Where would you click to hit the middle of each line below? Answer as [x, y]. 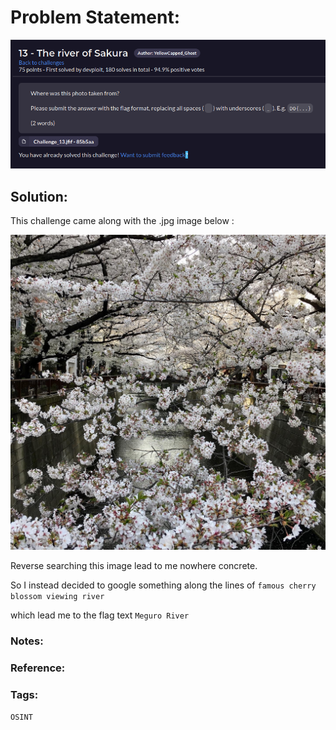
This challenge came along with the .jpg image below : [122, 221]
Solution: [39, 196]
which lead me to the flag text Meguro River [100, 615]
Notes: [27, 641]
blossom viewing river [57, 597]
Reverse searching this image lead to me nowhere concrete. [134, 566]
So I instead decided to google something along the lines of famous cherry [163, 585]
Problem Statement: [95, 17]
